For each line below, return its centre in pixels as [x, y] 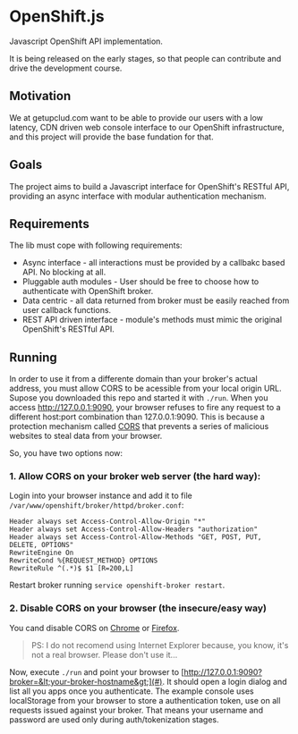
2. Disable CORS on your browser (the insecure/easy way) [138, 608]
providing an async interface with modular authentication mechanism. [138, 196]
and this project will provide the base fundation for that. [111, 137]
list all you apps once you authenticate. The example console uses [132, 691]
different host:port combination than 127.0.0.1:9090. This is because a [137, 417]
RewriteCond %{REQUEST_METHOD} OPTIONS [84, 561]
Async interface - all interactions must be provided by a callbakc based [153, 263]
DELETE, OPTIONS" [42, 545]
